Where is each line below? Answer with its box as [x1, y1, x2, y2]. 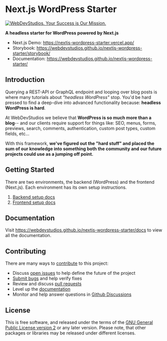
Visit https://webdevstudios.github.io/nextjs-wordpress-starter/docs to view [5, 227, 162, 233]
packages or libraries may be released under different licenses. [5, 330, 136, 336]
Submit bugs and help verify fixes [12, 275, 82, 282]
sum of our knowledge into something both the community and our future [5, 146, 162, 152]
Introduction [5, 75, 45, 84]
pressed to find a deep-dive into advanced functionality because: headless [5, 99, 161, 105]
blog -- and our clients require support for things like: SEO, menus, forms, [5, 120, 156, 126]
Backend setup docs [12, 194, 55, 200]
